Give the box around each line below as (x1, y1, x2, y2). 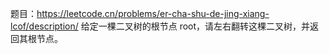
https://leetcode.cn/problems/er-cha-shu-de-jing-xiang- (36, 8, 270, 19)
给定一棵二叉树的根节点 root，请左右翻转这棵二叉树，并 (80, 20, 311, 32)
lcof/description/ (10, 20, 79, 32)
